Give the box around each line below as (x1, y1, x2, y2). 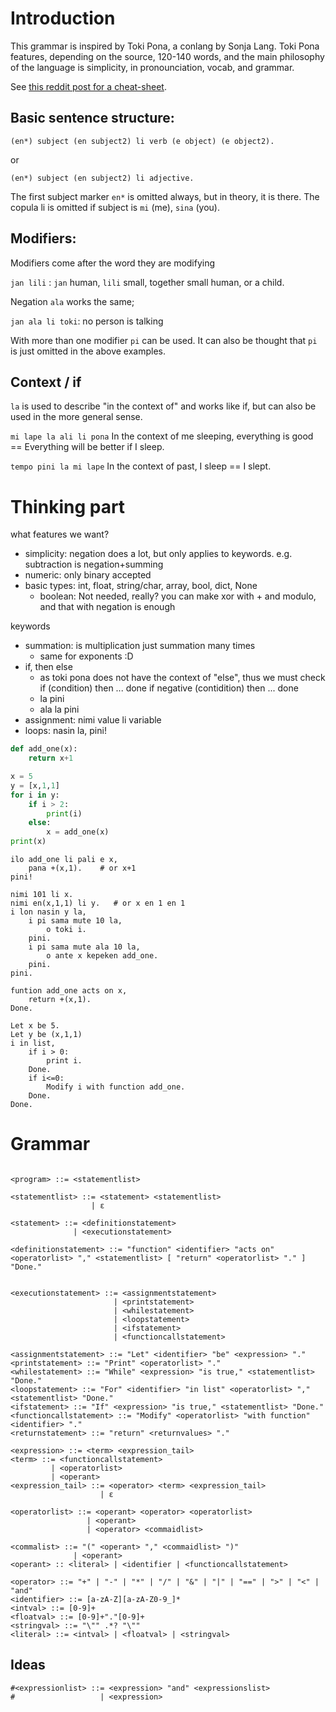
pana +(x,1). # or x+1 (28, 863, 137, 874)
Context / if (10, 373, 82, 391)
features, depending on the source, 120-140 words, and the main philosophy (10, 50, 325, 62)
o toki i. (46, 925, 87, 935)
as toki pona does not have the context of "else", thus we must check (39, 672, 326, 684)
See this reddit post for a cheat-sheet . (10, 80, 167, 92)
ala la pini (39, 703, 80, 716)
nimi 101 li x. (10, 890, 74, 900)
